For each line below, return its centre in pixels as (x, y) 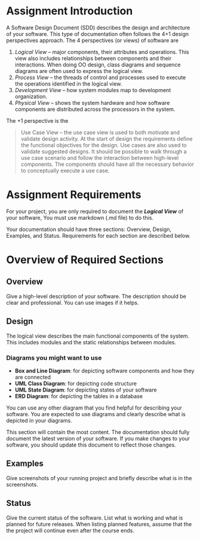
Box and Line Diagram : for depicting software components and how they (104, 371)
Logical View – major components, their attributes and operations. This (102, 51)
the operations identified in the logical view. (68, 84)
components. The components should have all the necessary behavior (107, 164)
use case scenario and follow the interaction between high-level (100, 157)
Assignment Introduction (70, 11)
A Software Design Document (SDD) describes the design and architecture (98, 28)
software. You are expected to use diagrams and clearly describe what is (96, 414)
